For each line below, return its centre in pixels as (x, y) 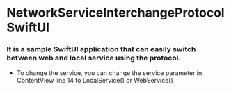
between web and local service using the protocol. (94, 58)
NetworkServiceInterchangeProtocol (115, 13)
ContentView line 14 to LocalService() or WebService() (95, 81)
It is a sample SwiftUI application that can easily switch (101, 49)
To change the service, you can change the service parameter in (109, 73)
